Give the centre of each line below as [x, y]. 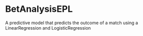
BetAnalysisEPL [39, 9]
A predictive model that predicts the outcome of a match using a [72, 23]
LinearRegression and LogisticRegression [48, 28]
